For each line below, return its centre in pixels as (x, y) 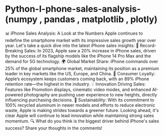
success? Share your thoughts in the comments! (54, 128)
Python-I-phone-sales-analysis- (73, 9)
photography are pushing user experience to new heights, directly (91, 94)
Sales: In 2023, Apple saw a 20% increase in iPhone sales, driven (90, 50)
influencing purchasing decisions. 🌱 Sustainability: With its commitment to (80, 100)
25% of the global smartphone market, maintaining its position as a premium (82, 68)
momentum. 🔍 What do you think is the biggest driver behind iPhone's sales (82, 121)
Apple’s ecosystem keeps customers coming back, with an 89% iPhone (77, 79)
